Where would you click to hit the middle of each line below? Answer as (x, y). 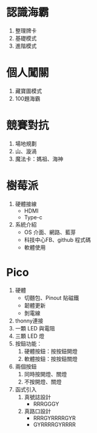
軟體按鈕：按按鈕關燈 (51, 358)
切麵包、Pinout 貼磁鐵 (52, 297)
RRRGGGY (46, 404)
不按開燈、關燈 (43, 382)
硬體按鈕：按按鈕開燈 (51, 351)
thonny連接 (29, 321)
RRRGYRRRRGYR (54, 418)
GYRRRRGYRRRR (54, 424)
